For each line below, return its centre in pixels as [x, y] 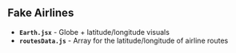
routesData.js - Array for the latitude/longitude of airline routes [124, 40]
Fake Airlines [41, 13]
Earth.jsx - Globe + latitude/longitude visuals [94, 32]
